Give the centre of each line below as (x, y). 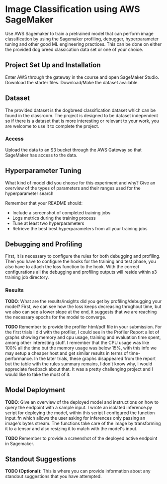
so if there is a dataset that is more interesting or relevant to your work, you (82, 121)
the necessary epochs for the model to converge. (56, 317)
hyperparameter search (29, 193)
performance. (19, 358)
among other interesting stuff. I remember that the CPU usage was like (77, 342)
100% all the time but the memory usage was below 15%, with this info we (81, 348)
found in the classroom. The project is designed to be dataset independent (82, 115)
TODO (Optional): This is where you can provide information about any (78, 471)
